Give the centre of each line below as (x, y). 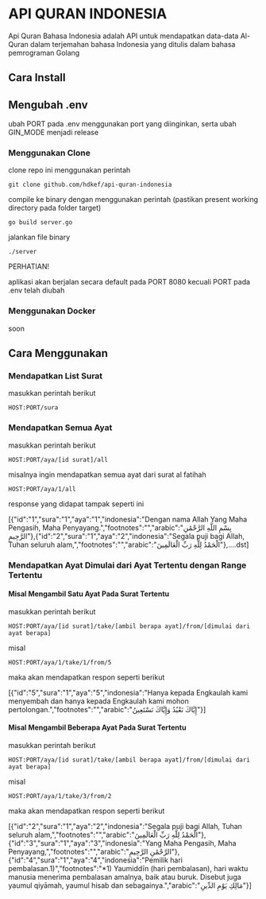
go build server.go (40, 223)
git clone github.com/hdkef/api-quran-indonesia (90, 185)
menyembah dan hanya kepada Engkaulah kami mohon (98, 701)
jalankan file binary (39, 237)
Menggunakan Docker (52, 311)
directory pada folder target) (55, 208)
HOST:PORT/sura (33, 408)
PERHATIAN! (29, 266)
